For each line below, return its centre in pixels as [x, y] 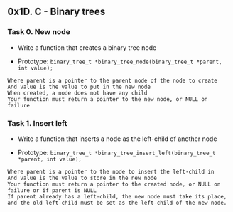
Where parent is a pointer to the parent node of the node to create [113, 80]
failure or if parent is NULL [52, 190]
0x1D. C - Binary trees [56, 12]
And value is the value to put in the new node [79, 87]
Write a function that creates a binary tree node [87, 47]
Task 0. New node [39, 32]
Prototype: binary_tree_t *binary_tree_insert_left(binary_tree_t [116, 152]
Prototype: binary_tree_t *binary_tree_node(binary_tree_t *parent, [120, 61]
